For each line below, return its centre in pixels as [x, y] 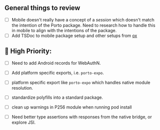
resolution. [22, 88]
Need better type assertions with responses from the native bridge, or [82, 117]
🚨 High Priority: [28, 51]
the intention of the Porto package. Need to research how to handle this [83, 25]
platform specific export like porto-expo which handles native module [81, 82]
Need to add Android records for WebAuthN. [56, 63]
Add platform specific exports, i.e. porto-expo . [58, 73]
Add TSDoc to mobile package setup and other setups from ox [74, 36]
